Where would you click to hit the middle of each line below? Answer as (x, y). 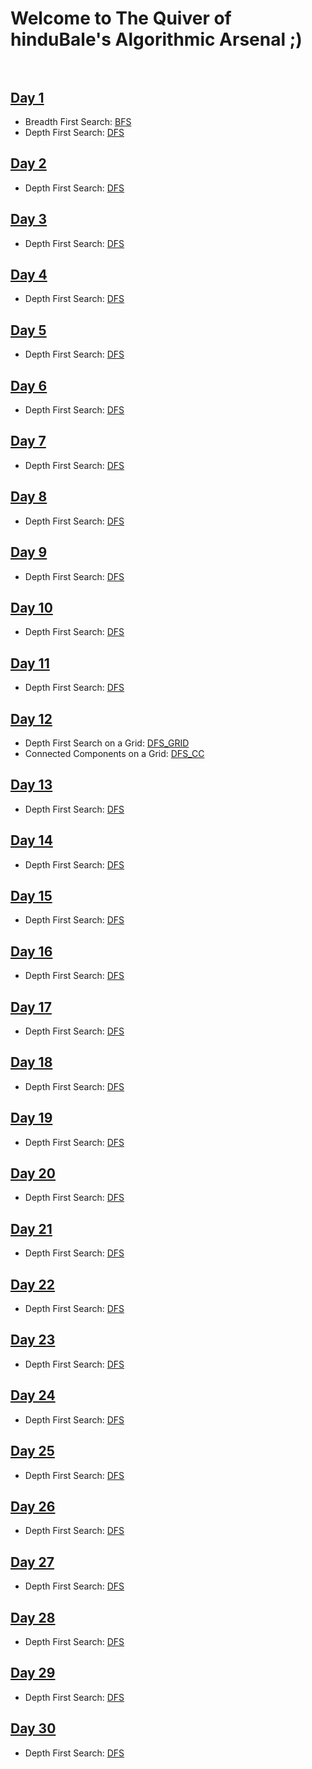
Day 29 (33, 1673)
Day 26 (33, 1506)
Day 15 (31, 895)
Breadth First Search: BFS (78, 121)
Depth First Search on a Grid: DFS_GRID (107, 743)
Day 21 (31, 1228)
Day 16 (31, 951)
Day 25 (32, 1451)
